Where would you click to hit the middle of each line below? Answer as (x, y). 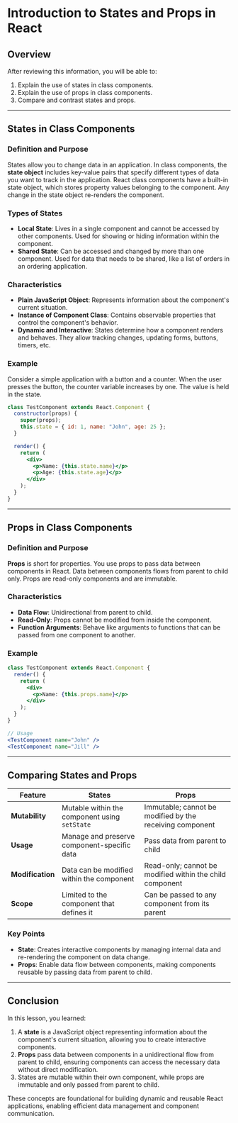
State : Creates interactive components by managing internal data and (119, 949)
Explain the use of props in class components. (85, 93)
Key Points (26, 934)
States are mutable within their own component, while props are (111, 1077)
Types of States (35, 213)
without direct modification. (58, 1069)
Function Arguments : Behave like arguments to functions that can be (119, 627)
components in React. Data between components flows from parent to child (118, 571)
